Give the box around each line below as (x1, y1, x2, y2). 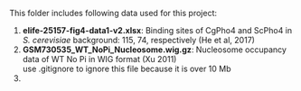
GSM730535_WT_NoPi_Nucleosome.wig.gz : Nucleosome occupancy (22, 44, 287, 55)
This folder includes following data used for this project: (9, 8, 217, 18)
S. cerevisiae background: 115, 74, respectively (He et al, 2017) (22, 35, 256, 45)
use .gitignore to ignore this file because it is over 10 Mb (22, 63, 232, 74)
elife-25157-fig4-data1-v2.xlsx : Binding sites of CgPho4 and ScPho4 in (22, 25, 293, 35)
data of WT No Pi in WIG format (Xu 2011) (22, 54, 177, 64)
